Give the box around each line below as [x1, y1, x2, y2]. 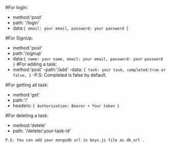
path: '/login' [12, 20, 40, 26]
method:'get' [12, 92, 40, 97]
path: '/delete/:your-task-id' [12, 128, 71, 134]
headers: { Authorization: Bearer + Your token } [12, 103, 120, 109]
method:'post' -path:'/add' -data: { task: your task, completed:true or [12, 66, 166, 72]
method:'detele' [12, 122, 46, 128]
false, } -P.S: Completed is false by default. [12, 72, 107, 78]
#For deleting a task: [5, 112, 48, 118]
